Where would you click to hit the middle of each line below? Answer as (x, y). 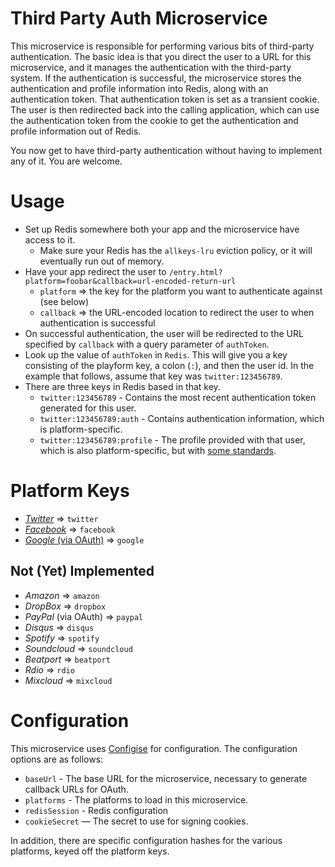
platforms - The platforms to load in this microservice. (136, 799)
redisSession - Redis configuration (96, 810)
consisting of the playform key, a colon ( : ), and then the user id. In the (169, 365)
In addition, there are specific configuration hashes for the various (146, 840)
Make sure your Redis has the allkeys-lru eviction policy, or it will (176, 250)
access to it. (50, 239)
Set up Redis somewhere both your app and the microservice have (162, 229)
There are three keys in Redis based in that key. (122, 386)
